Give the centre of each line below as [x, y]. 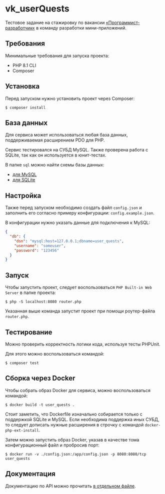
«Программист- [123, 22]
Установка [22, 86]
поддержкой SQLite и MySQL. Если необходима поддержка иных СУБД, [82, 419]
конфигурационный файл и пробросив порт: [52, 445]
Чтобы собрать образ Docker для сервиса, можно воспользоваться [78, 390]
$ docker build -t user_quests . [40, 405]
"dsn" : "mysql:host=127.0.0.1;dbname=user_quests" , [69, 241]
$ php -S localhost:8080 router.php [43, 302]
